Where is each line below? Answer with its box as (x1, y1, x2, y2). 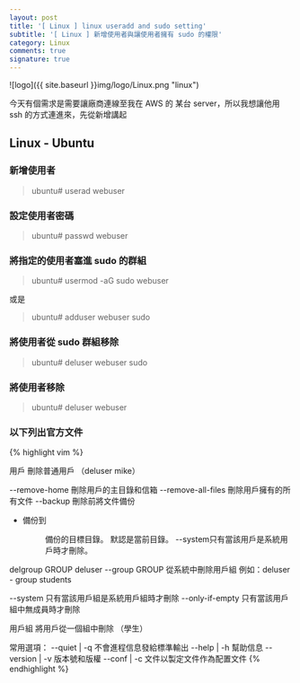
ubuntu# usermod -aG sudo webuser (31, 276, 169, 286)
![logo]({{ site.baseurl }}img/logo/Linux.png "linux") (9, 80, 199, 90)
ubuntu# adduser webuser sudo (31, 311, 151, 323)
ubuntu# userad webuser (31, 185, 126, 196)
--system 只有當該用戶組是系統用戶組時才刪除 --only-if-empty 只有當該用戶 (9, 593, 289, 604)
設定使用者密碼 (9, 209, 75, 222)
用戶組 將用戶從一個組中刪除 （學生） (9, 623, 148, 634)
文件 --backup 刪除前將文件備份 (16, 495, 136, 507)
